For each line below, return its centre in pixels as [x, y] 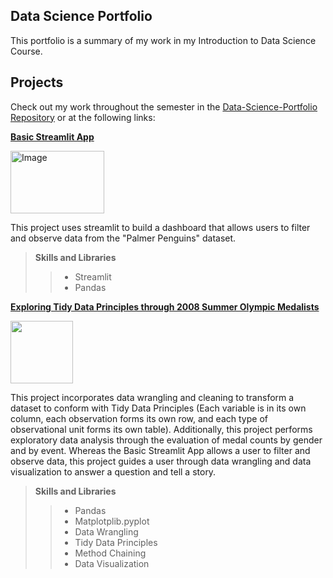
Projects [37, 82]
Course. [26, 51]
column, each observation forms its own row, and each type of [139, 418]
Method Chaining [110, 553]
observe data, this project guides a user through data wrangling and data [161, 461]
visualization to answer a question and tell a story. [113, 471]
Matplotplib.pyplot [112, 521]
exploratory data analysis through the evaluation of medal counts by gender [166, 440]
